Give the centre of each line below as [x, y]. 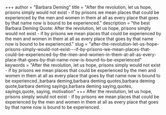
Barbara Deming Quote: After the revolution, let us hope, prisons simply [78, 28]
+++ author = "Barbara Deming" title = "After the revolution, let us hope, [79, 7]
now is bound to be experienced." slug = [47, 44]
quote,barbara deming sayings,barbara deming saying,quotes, [69, 86]
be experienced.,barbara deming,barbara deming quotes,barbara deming [80, 81]
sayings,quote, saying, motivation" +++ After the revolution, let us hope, [79, 91]
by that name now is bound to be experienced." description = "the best [78, 23]
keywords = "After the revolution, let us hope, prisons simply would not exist [83, 65]
